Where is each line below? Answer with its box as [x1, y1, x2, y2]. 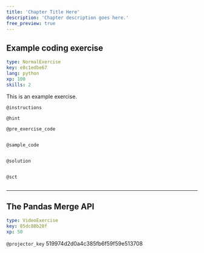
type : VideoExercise [6, 218, 59, 224]
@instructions [6, 104, 42, 110]
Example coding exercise [6, 43, 103, 53]
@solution [6, 158, 32, 164]
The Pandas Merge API [6, 201, 95, 212]
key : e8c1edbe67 [6, 65, 47, 71]
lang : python [6, 70, 39, 76]
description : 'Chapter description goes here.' [6, 15, 129, 21]
